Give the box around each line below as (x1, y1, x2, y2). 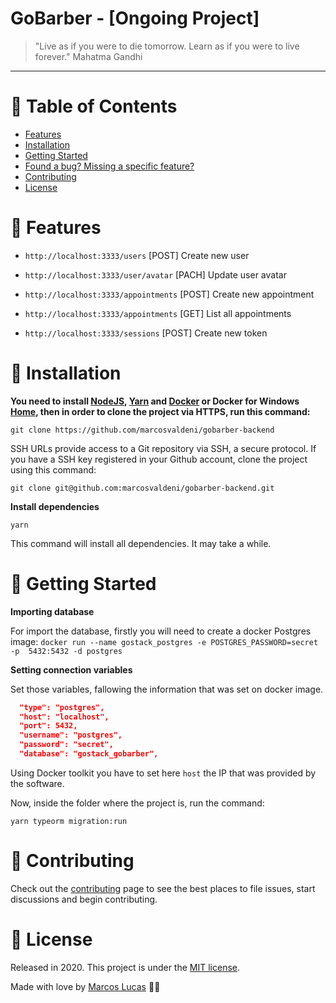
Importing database (10, 605, 95, 617)
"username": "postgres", (19, 730, 123, 741)
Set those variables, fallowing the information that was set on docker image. (10, 683, 324, 695)
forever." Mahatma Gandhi (34, 50, 143, 62)
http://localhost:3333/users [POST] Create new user (24, 249, 250, 261)
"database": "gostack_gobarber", (19, 749, 159, 759)
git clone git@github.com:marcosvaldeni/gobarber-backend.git (10, 483, 275, 493)
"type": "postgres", (19, 702, 105, 712)
